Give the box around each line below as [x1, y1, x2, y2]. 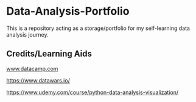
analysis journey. [6, 31, 49, 38]
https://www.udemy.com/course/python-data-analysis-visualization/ [6, 89, 178, 96]
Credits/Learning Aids [6, 49, 93, 59]
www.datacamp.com [6, 65, 58, 72]
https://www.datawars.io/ [6, 76, 70, 84]
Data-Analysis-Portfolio [6, 4, 130, 18]
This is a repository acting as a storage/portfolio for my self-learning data [6, 24, 191, 32]
